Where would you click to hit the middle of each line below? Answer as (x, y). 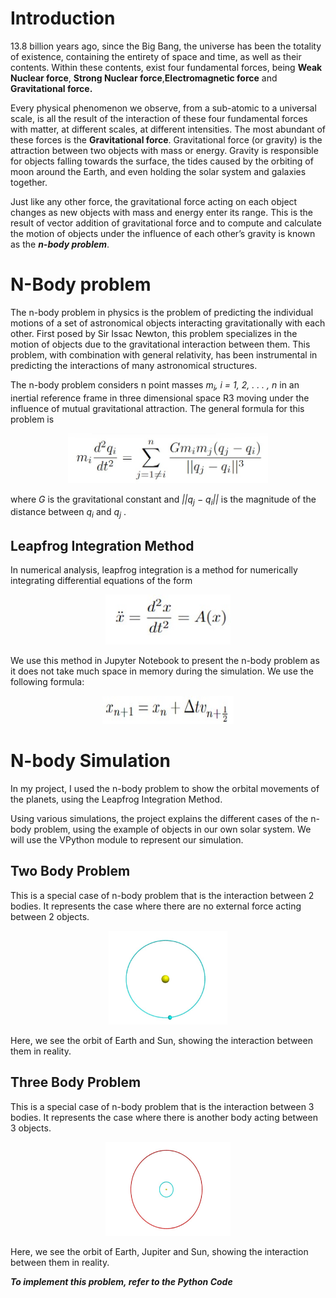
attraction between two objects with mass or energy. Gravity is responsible (164, 150)
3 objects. (31, 1128)
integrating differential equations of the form (101, 581)
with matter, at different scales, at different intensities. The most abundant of (168, 129)
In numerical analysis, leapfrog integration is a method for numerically (154, 570)
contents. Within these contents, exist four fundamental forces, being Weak (166, 67)
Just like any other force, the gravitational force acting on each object (154, 201)
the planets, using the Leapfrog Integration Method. (116, 799)
